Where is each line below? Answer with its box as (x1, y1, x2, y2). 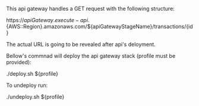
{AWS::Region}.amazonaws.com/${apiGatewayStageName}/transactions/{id (6, 23, 193, 30)
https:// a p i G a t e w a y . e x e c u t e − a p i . (6, 17, 90, 23)
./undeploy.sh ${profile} (6, 93, 65, 100)
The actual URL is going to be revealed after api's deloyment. (6, 41, 156, 48)
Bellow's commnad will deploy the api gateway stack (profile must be (6, 52, 176, 59)
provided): (6, 59, 31, 66)
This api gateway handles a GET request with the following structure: (6, 5, 175, 12)
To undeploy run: (6, 82, 48, 89)
